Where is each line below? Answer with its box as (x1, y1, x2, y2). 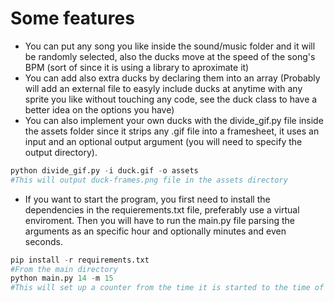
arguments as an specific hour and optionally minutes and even (24, 225, 287, 237)
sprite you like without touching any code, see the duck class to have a (24, 93, 318, 105)
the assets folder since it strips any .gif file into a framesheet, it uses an (24, 125, 320, 137)
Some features (10, 7, 135, 30)
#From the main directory (10, 264, 118, 274)
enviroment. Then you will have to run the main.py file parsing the (24, 214, 295, 226)
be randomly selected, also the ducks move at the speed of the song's (24, 50, 316, 62)
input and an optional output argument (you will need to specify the (24, 135, 303, 147)
